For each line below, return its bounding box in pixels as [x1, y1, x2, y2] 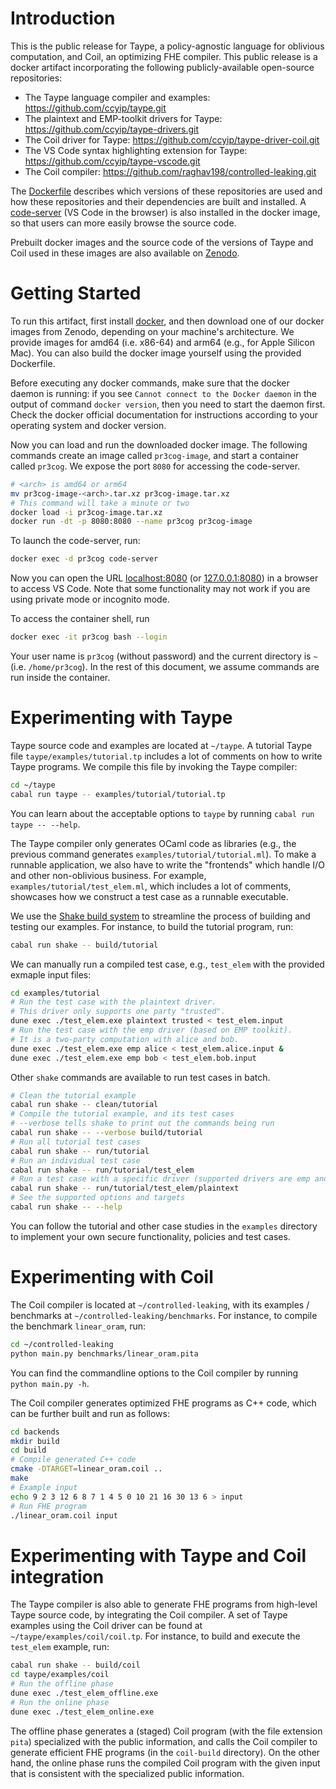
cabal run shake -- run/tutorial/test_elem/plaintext [10, 1183, 240, 1194]
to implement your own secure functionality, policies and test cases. [10, 1230, 291, 1242]
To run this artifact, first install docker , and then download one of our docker [10, 315, 325, 327]
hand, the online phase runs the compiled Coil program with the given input [10, 1757, 321, 1769]
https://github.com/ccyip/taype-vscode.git [24, 155, 201, 167]
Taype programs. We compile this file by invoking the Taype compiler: [10, 760, 298, 772]
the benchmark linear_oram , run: [10, 1320, 147, 1332]
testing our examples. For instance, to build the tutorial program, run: [10, 920, 294, 932]
